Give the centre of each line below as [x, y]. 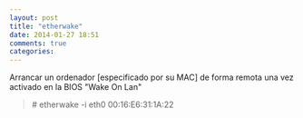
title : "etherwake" [46, 26]
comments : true [38, 43]
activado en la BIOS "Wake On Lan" [76, 87]
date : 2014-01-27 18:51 [54, 34]
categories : [32, 52]
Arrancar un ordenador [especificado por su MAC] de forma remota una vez [152, 77]
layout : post [34, 18]
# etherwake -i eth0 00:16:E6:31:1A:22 [103, 104]
